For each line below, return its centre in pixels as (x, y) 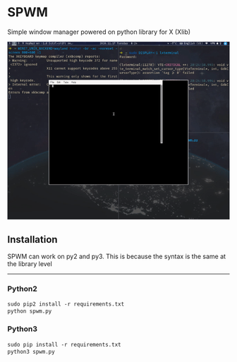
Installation (32, 240)
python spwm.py (30, 311)
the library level (30, 264)
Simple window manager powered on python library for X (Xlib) (99, 32)
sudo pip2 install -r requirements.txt (66, 304)
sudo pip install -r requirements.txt (64, 344)
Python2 (22, 289)
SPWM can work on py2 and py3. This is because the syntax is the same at (117, 256)
